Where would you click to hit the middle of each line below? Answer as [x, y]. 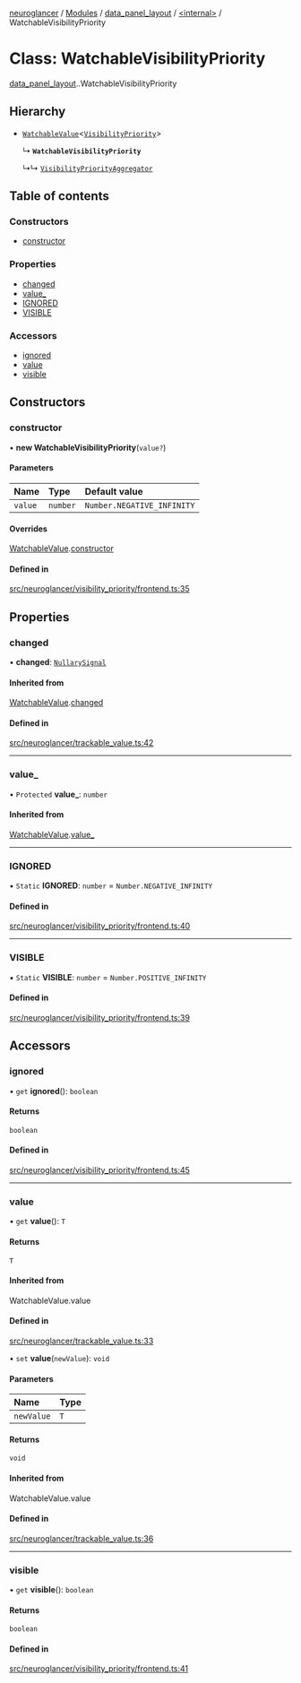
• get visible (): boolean [52, 1590]
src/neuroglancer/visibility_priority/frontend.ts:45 [100, 1170]
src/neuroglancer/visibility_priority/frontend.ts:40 [100, 926]
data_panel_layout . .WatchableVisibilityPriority [93, 83]
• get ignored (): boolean [54, 1091]
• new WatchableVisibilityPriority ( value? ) [88, 447]
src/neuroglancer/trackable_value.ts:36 [82, 1538]
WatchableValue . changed [56, 703]
